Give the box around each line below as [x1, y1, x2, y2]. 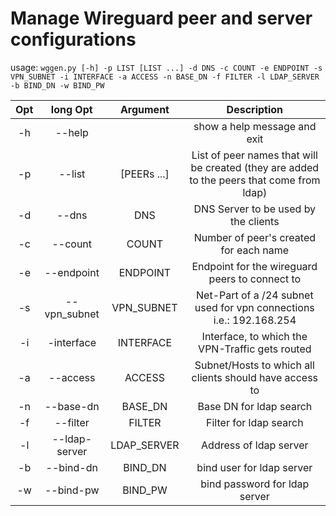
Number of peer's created [193, 230, 317, 244]
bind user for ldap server [196, 460, 313, 474]
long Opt [50, 102, 93, 116]
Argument [119, 102, 170, 116]
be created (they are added [190, 160, 320, 174]
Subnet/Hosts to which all [194, 358, 315, 372]
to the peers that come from [189, 173, 321, 187]
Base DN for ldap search [197, 399, 313, 413]
